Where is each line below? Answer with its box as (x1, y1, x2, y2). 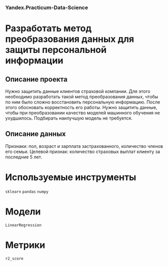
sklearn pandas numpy (5, 189, 49, 194)
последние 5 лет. (5, 153, 42, 160)
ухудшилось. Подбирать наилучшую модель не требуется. (5, 115, 133, 121)
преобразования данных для (5, 33, 135, 45)
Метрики (5, 239, 45, 251)
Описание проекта (5, 75, 68, 83)
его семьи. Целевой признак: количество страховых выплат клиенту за (5, 148, 160, 154)
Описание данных (5, 130, 66, 138)
